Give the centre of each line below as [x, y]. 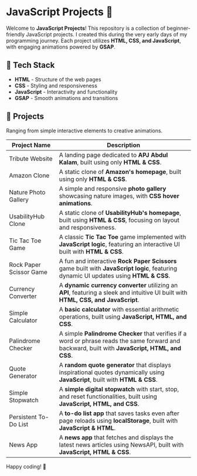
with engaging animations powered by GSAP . [61, 47]
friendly [16, 34]
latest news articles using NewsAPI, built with [121, 444]
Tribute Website [31, 159]
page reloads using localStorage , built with [118, 420]
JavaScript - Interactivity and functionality [66, 92]
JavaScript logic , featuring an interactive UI [119, 244]
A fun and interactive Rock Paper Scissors [118, 261]
